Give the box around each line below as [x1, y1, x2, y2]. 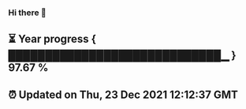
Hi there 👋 [8, 7, 47, 18]
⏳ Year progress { [8, 32, 97, 46]
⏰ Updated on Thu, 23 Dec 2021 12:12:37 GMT [8, 88, 239, 101]
